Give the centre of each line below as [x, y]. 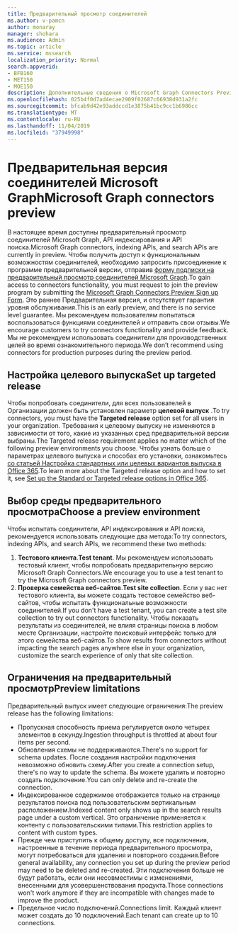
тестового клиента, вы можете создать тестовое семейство [109, 595]
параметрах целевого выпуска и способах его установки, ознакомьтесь [118, 456]
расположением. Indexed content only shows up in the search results [119, 810]
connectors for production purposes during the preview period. [100, 353]
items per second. [44, 742]
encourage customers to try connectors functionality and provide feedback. [118, 330]
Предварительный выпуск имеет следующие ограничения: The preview [115, 706]
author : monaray [31, 27]
